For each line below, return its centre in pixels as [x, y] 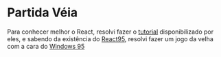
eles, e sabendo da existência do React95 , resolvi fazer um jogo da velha [110, 38]
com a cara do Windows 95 [46, 46]
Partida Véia [43, 13]
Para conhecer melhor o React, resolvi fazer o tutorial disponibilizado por [110, 32]
